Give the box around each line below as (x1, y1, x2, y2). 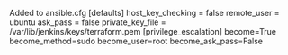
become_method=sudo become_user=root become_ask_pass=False (9, 35, 264, 46)
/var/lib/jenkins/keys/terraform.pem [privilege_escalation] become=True (9, 27, 277, 36)
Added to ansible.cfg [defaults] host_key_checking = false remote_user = (9, 8, 281, 18)
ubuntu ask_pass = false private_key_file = (9, 17, 166, 27)
